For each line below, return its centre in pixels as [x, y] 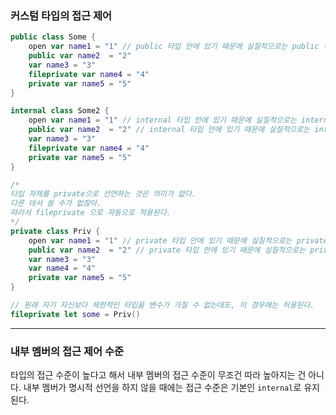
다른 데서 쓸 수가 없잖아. [56, 203]
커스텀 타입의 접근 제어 [61, 15]
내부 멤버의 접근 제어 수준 [67, 351]
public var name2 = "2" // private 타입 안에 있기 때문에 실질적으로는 [167, 250]
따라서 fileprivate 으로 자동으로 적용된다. [91, 213]
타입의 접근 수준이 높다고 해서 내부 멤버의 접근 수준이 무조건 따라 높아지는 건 [158, 375]
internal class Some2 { [60, 111]
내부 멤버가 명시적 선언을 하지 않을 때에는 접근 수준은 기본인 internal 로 [162, 388]
